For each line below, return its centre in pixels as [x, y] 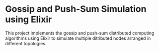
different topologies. [26, 43]
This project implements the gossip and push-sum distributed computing [80, 33]
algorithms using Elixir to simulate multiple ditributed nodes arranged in [78, 38]
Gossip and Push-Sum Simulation [76, 9]
